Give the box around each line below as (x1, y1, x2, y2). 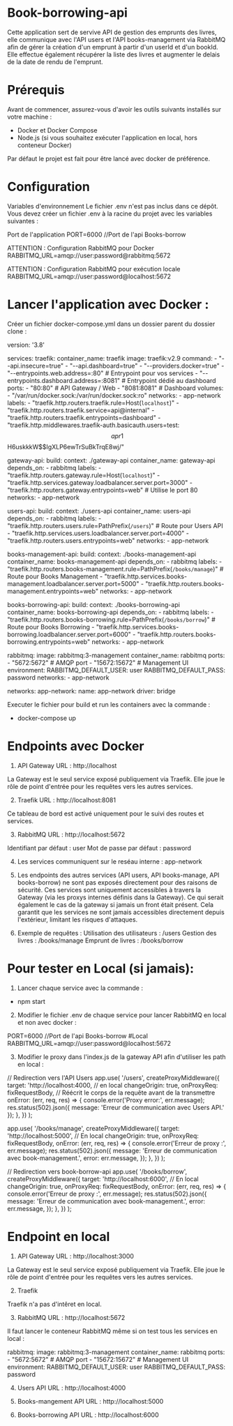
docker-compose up (17, 714, 77, 722)
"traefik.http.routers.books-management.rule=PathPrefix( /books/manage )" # (7, 564, 224, 573)
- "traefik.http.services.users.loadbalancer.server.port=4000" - (7, 529, 190, 537)
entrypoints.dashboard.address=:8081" (7, 376, 121, 384)
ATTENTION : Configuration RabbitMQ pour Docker (7, 243, 155, 252)
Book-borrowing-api (7, 5, 128, 21)
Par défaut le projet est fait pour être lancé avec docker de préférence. (7, 154, 211, 163)
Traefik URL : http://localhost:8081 (17, 795, 116, 804)
